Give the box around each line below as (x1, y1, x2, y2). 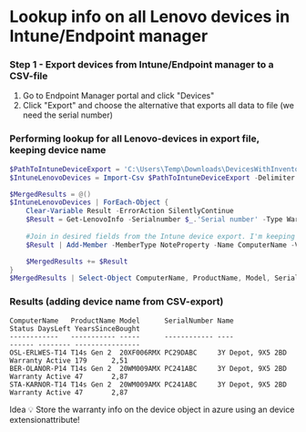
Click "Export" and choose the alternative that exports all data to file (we (22, 100, 294, 111)
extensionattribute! (9, 414, 80, 425)
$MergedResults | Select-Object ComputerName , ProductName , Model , (9, 273, 271, 283)
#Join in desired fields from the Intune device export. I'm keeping (25, 231, 296, 241)
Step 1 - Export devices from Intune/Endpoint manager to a (9, 58, 275, 71)
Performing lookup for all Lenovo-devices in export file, (9, 132, 260, 145)
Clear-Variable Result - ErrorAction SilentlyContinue (25, 207, 234, 216)
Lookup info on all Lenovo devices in (9, 6, 291, 27)
